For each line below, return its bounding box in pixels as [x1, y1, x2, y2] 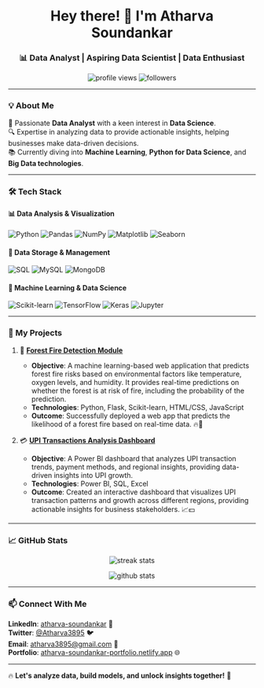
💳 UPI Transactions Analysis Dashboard [19, 435, 156, 445]
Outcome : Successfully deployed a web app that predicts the [31, 411, 230, 420]
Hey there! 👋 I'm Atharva [50, 7, 214, 25]
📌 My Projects [8, 327, 63, 338]
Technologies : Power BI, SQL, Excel [31, 479, 148, 488]
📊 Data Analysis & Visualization [8, 209, 115, 219]
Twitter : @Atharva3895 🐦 [8, 628, 94, 638]
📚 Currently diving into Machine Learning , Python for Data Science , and [8, 147, 247, 157]
